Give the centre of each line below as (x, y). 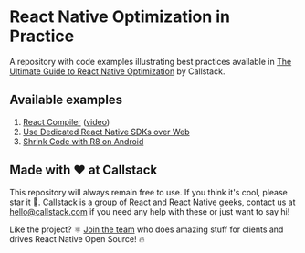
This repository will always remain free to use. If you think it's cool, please (148, 192)
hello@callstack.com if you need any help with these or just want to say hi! (150, 211)
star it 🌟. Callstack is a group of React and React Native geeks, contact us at (152, 202)
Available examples (66, 100)
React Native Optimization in (120, 17)
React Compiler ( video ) (66, 121)
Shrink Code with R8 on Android (83, 141)
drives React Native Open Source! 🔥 (77, 238)
